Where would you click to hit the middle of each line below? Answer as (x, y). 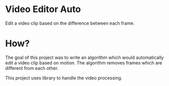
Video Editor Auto (43, 9)
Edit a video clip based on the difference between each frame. (70, 23)
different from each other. (32, 68)
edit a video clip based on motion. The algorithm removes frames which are (84, 63)
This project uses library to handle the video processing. (64, 78)
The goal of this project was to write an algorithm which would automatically (84, 57)
